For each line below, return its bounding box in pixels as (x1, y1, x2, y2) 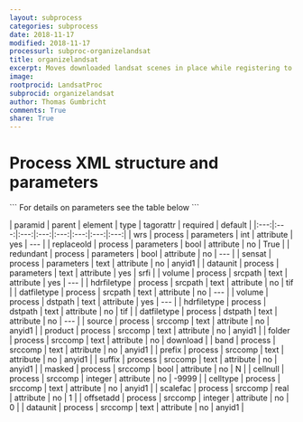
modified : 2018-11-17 (9, 38, 91, 48)
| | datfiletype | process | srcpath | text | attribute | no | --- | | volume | (9, 286, 269, 298)
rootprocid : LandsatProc (9, 80, 103, 89)
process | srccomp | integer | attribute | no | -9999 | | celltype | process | (9, 373, 281, 384)
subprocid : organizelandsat (9, 89, 115, 98)
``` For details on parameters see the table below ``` (9, 202, 200, 213)
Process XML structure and (9, 153, 219, 173)
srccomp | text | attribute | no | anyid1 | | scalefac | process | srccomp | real (9, 383, 289, 394)
